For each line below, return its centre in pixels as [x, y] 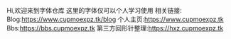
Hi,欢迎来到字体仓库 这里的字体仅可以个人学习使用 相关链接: [94, 10]
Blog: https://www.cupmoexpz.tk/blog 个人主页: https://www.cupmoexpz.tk [116, 19]
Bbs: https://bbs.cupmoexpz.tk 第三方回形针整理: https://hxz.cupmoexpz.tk [115, 28]
